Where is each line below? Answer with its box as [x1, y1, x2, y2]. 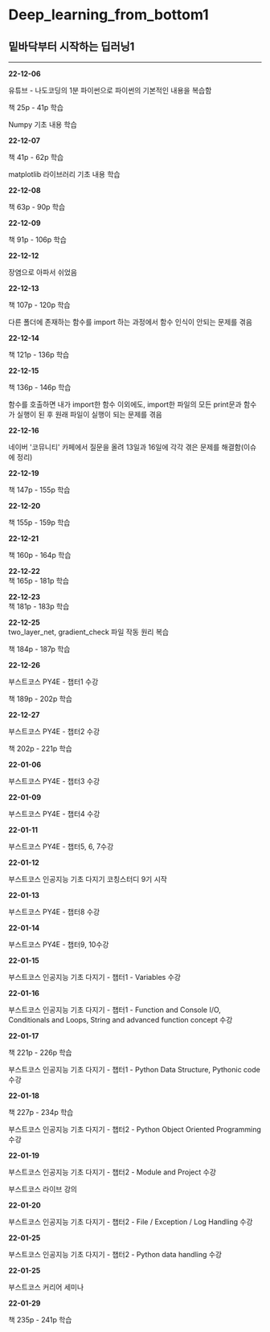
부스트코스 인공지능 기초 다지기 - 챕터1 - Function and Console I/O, [8, 1005, 221, 1014]
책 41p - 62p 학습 [8, 153, 64, 162]
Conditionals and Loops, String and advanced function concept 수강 [8, 1015, 233, 1024]
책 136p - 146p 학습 [8, 383, 72, 391]
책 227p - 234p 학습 [8, 1108, 74, 1117]
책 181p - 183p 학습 [8, 601, 70, 611]
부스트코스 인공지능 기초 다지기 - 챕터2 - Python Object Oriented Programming [8, 1125, 261, 1134]
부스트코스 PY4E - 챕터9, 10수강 [8, 940, 109, 949]
